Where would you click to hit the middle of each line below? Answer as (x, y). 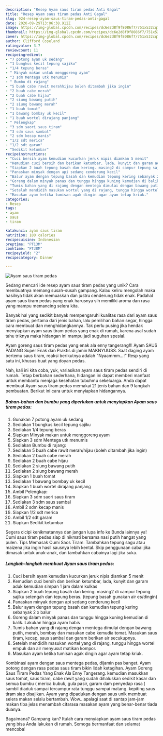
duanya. (14, 709)
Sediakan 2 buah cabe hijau (40, 461)
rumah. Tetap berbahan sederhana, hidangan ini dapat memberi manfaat (78, 375)
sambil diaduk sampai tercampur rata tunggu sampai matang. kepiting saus (80, 688)
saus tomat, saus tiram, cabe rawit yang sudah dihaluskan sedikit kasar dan (81, 678)
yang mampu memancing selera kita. (42, 306)
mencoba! (15, 729)
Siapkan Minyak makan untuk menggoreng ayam (61, 435)
